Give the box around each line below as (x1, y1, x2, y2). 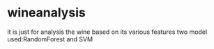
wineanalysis (7, 5, 86, 21)
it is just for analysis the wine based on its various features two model (7, 28, 208, 36)
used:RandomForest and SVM (7, 35, 93, 43)
